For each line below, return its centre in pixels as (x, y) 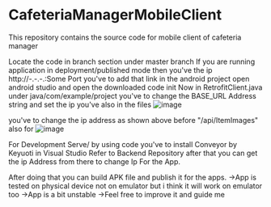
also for (21, 129)
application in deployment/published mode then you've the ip (110, 70)
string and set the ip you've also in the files (80, 104)
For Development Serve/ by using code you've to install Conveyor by (123, 144)
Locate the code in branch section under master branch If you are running (132, 61)
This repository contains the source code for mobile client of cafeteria (125, 37)
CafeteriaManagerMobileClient (115, 15)
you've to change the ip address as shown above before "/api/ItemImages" (133, 120)
